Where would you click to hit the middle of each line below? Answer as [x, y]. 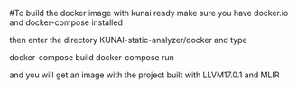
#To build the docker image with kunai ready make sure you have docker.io [149, 13]
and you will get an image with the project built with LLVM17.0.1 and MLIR [144, 75]
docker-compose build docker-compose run [92, 57]
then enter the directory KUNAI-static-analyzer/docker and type [128, 40]
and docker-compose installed [66, 22]
